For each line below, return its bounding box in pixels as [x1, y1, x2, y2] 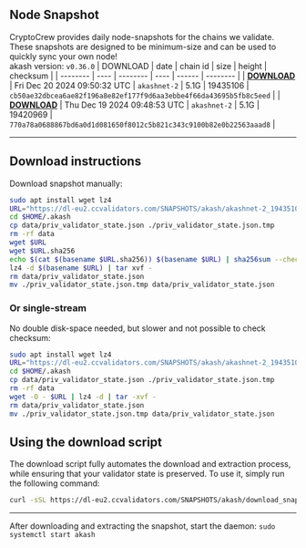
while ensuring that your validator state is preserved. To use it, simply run [9, 469, 285, 480]
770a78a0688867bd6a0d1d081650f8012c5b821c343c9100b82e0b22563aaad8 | [9, 119, 276, 129]
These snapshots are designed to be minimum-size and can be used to [9, 41, 277, 52]
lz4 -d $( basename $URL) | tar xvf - [9, 264, 153, 273]
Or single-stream [9, 302, 87, 315]
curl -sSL [9, 496, 47, 505]
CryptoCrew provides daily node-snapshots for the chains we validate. [9, 31, 275, 42]
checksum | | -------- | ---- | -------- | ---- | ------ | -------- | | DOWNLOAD [9, 70, 296, 81]
